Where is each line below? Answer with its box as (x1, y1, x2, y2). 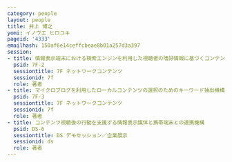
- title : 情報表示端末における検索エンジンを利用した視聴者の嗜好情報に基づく (7, 55, 205, 62)
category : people (7, 10, 57, 17)
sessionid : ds (13, 139, 54, 145)
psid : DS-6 (13, 125, 45, 132)
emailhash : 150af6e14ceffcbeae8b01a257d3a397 (7, 42, 140, 49)
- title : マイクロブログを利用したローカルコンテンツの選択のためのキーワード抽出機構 (7, 87, 225, 94)
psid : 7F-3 (13, 94, 45, 101)
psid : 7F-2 (13, 61, 45, 68)
